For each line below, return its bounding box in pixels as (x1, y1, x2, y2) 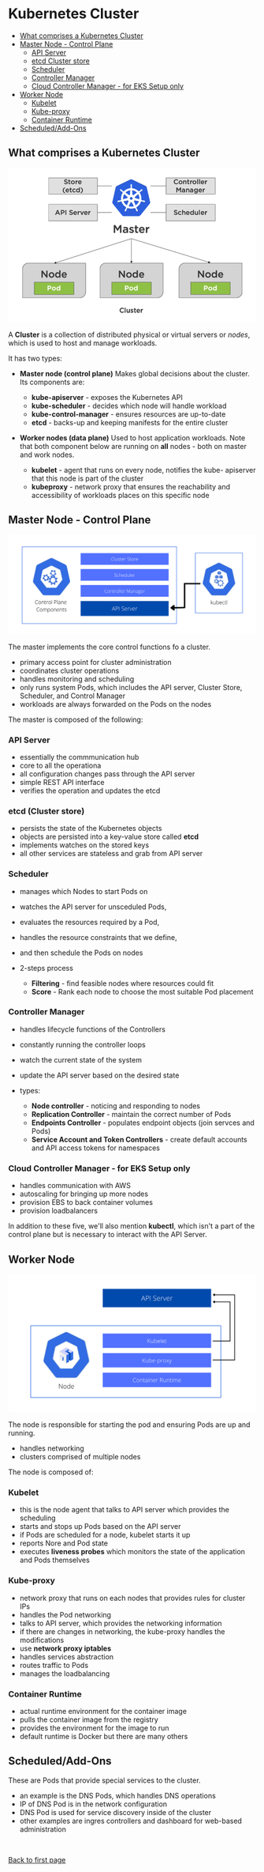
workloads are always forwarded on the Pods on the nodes (19, 699, 212, 708)
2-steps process (19, 963, 73, 972)
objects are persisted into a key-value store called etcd (19, 832, 199, 842)
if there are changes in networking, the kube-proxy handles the (19, 1626, 225, 1636)
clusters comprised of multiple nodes (19, 1452, 141, 1461)
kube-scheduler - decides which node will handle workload (31, 401, 227, 410)
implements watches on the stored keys (19, 840, 150, 850)
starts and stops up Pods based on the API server (19, 1522, 181, 1531)
